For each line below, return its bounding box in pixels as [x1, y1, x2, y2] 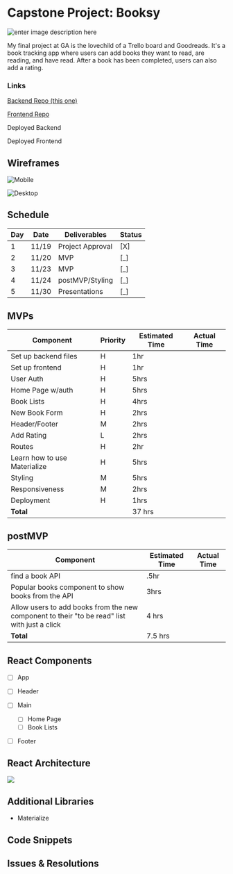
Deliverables [64, 229, 107, 239]
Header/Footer [10, 419, 59, 429]
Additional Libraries [7, 795, 94, 807]
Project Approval [58, 241, 113, 251]
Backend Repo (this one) [7, 97, 78, 105]
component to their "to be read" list [10, 611, 126, 621]
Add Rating [10, 430, 47, 440]
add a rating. [7, 63, 44, 72]
